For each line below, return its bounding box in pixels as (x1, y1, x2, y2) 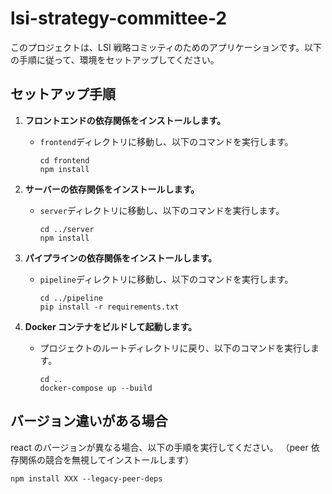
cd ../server (39, 224, 95, 234)
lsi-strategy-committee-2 (10, 7, 228, 30)
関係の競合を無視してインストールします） (18, 453, 195, 466)
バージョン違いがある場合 (10, 413, 168, 430)
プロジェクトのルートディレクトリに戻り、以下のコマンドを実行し (39, 342, 312, 354)
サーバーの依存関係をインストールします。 (24, 183, 200, 195)
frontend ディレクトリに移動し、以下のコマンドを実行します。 (39, 135, 294, 147)
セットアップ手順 (10, 86, 116, 103)
